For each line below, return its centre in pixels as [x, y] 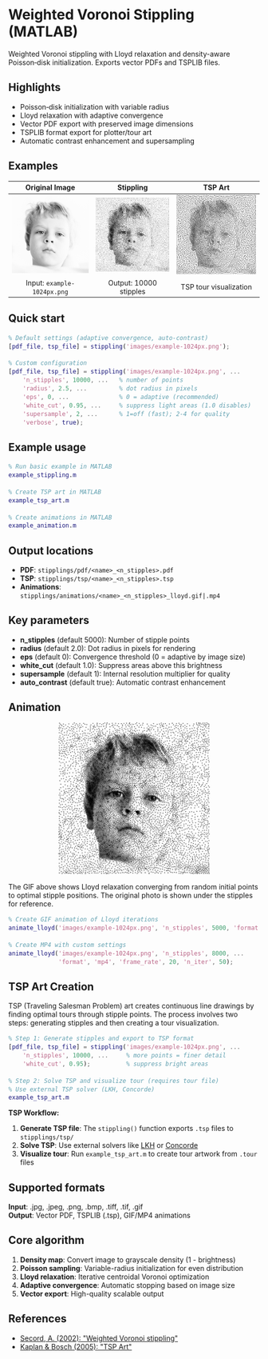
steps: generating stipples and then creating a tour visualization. [114, 1023]
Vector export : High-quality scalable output [92, 1293]
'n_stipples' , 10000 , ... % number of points [103, 380]
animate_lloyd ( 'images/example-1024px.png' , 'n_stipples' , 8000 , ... [126, 953]
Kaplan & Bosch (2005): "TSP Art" [76, 1346]
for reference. [31, 904]
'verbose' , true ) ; [53, 422]
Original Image [50, 188]
